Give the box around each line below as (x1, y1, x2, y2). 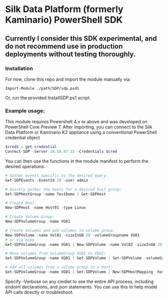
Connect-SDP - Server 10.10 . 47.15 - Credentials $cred (5, 149, 117, 154)
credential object (5, 134, 40, 141)
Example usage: (5, 107, 45, 114)
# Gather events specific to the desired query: (5, 173, 108, 178)
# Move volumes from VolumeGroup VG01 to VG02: (5, 251, 106, 256)
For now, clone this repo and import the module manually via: (5, 76, 131, 82)
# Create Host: (5, 201, 37, 206)
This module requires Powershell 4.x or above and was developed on (5, 119, 147, 125)
